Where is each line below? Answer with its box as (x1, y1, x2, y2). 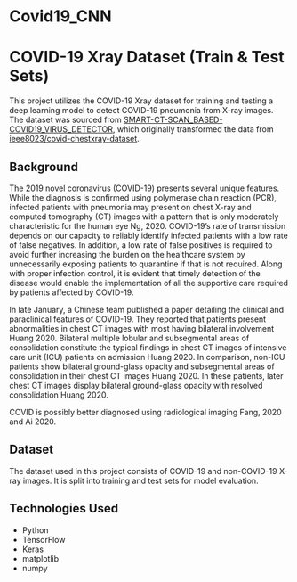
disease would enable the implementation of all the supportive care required (9, 277, 289, 288)
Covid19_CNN (9, 6, 113, 27)
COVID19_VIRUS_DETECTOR (9, 124, 114, 135)
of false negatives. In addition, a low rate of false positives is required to (9, 239, 273, 250)
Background (9, 159, 78, 175)
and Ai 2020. (9, 416, 57, 427)
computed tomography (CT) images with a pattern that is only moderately (9, 211, 279, 222)
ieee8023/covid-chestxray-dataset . (9, 134, 140, 144)
